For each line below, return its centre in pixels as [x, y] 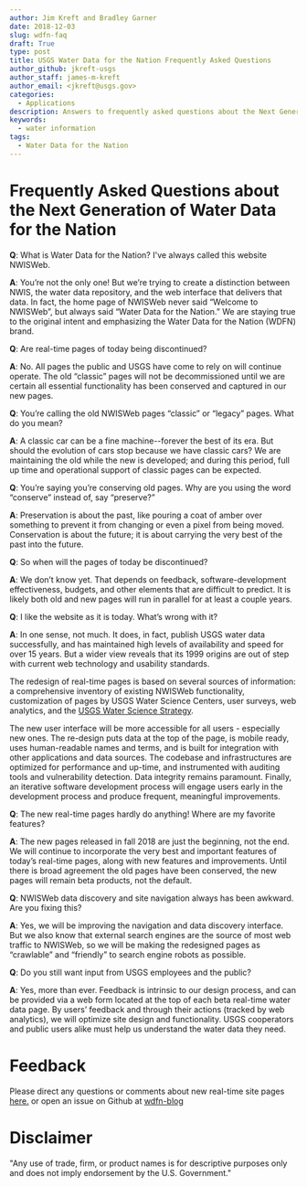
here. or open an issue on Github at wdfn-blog [97, 1101]
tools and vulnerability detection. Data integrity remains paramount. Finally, [151, 776]
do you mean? [36, 422]
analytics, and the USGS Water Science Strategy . [102, 711]
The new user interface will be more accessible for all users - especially [145, 728]
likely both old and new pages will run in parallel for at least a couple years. [151, 599]
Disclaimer [51, 1137]
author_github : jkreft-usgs [63, 70]
